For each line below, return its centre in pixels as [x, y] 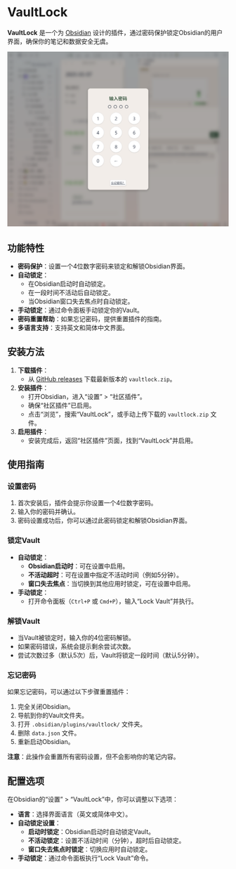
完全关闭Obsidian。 [46, 707]
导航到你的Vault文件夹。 [53, 716]
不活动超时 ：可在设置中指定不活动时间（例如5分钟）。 [105, 575]
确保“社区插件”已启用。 [61, 405]
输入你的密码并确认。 [48, 512]
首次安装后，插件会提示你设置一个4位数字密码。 [87, 503]
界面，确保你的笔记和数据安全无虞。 [60, 41]
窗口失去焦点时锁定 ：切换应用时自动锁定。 [90, 849]
